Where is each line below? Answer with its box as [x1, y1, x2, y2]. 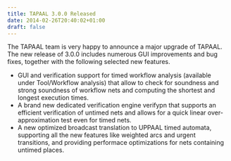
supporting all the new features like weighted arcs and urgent [17, 131, 196, 139]
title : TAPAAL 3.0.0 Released [7, 10, 96, 18]
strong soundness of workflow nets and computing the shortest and [17, 86, 216, 95]
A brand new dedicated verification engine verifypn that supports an [17, 101, 216, 110]
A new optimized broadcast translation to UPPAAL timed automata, [17, 124, 212, 132]
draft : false [7, 23, 46, 30]
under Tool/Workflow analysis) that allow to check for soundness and [17, 79, 220, 87]
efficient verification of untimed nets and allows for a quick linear [17, 108, 206, 117]
